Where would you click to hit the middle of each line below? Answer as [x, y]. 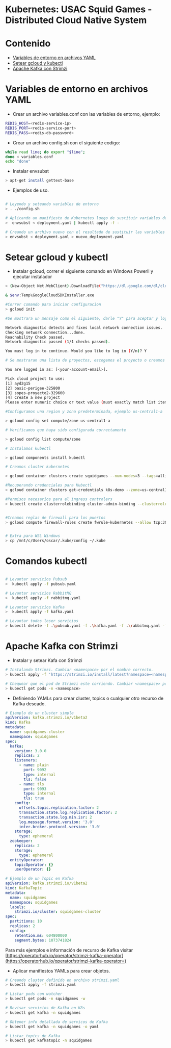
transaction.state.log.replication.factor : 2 [68, 812]
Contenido [28, 44]
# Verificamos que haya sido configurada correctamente [66, 430]
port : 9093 [35, 789]
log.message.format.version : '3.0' [56, 822]
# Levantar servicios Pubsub [36, 579]
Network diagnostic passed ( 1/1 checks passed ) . [58, 342]
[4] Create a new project [33, 398]
